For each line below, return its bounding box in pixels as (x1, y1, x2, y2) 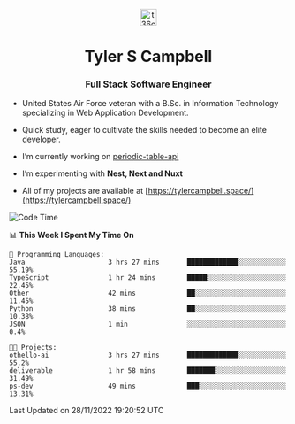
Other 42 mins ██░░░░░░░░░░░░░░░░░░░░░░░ (9, 289, 287, 298)
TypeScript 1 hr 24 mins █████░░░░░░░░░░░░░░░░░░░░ (9, 274, 287, 282)
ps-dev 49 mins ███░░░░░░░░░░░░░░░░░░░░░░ (9, 382, 287, 391)
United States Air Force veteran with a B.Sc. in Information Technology (21, 98, 279, 109)
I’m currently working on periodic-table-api (21, 151, 179, 162)
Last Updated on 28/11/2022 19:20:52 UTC (9, 405, 164, 416)
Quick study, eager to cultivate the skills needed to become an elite (21, 125, 268, 135)
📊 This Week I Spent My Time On (9, 230, 134, 241)
